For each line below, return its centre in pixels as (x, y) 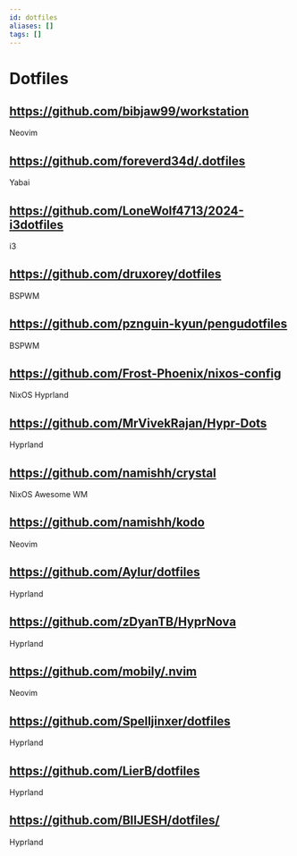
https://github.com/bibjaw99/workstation (129, 111)
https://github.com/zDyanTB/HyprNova (123, 622)
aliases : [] (31, 26)
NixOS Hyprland (39, 395)
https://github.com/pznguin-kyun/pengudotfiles (148, 324)
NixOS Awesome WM (48, 495)
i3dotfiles (37, 225)
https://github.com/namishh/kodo (107, 523)
